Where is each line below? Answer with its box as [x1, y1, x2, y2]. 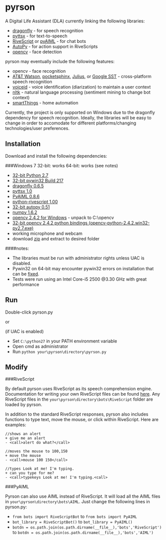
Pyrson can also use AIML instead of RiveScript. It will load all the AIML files [5, 493, 161, 499]
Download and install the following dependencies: [5, 153, 107, 159]
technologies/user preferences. [5, 125, 70, 131]
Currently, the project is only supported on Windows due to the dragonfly [5, 109, 155, 115]
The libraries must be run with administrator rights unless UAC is [12, 255, 145, 261]
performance [12, 281, 40, 287]
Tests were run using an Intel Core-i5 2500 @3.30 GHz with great [12, 276, 147, 282]
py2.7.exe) [12, 225, 34, 231]
